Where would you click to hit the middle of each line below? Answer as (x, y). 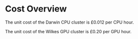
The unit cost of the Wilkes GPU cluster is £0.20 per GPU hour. (68, 31)
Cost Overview (36, 9)
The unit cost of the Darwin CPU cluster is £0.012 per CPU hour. (69, 22)
